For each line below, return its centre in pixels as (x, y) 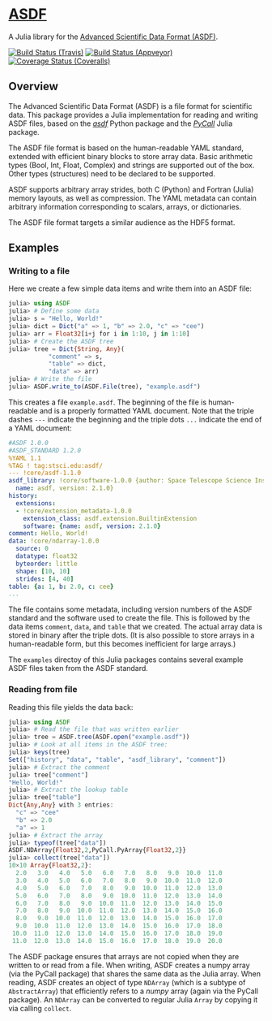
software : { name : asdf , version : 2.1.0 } (92, 526)
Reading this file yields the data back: (71, 707)
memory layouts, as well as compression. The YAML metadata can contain (133, 198)
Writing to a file (39, 271)
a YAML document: (40, 428)
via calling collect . (40, 1008)
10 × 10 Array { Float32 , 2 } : (50, 866)
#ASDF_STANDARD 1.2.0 (45, 450)
